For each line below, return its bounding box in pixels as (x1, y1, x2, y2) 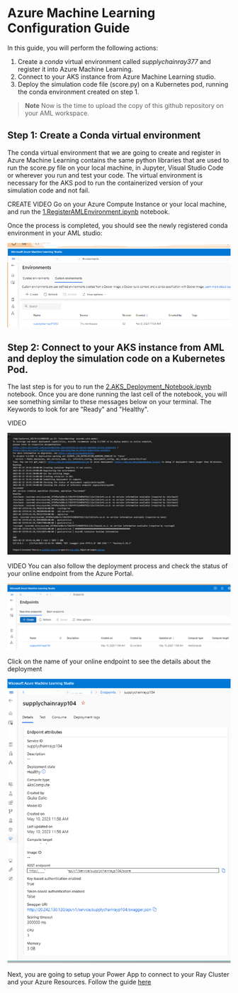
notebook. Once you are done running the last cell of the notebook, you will (7, 389, 227, 398)
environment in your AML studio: (7, 229, 103, 237)
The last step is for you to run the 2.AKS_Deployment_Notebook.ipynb (7, 382, 212, 391)
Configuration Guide (7, 20, 130, 36)
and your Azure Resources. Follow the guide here (7, 978, 152, 987)
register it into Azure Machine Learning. (17, 65, 133, 73)
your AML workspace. (24, 109, 90, 117)
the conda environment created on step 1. (17, 87, 140, 96)
